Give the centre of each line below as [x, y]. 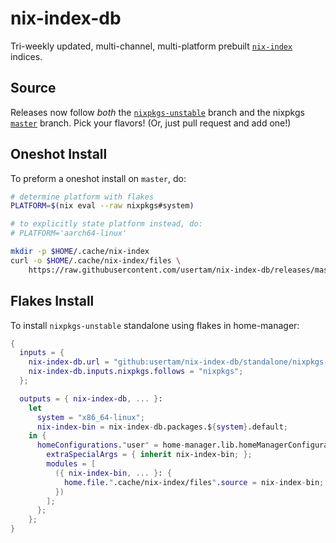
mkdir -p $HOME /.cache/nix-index [80, 252]
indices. [26, 56]
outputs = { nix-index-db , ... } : [91, 398]
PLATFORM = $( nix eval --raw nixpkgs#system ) [102, 206]
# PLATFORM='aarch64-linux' [69, 233]
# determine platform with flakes [82, 197]
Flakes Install [52, 301]
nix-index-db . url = [69, 362]
